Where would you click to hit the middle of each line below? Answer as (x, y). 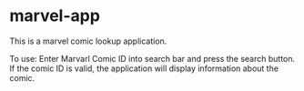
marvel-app (55, 16)
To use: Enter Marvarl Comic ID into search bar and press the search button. (152, 58)
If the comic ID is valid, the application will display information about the (144, 68)
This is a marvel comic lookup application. (88, 41)
